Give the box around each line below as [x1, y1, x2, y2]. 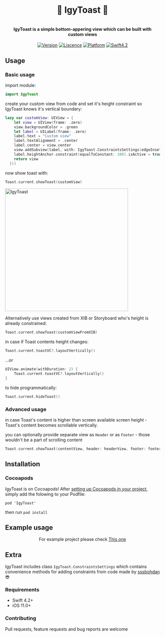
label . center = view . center [14, 143, 71, 148]
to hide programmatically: [5, 385, 57, 391]
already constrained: [5, 320, 47, 326]
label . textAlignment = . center [14, 138, 78, 143]
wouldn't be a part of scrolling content [5, 437, 82, 443]
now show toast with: [5, 170, 48, 176]
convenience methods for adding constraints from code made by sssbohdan [5, 569, 160, 575]
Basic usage [5, 71, 35, 78]
